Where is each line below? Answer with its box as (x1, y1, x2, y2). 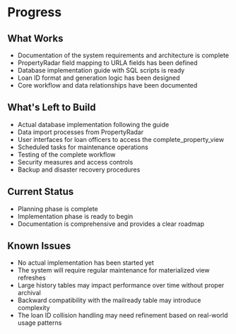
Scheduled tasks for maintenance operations (17, 143, 148, 151)
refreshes (17, 273, 46, 282)
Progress (7, 4, 62, 20)
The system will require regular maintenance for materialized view (17, 266, 210, 275)
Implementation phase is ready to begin (17, 212, 134, 220)
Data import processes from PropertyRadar (17, 128, 143, 136)
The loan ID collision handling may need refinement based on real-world (17, 311, 228, 320)
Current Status (7, 186, 74, 198)
